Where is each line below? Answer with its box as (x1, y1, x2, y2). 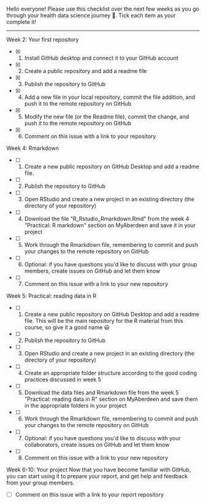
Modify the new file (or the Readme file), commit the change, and (24, 113, 189, 120)
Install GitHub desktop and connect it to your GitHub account (24, 55, 179, 61)
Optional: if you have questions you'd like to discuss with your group (24, 261, 197, 268)
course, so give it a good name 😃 (24, 324, 110, 331)
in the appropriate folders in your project (24, 402, 127, 409)
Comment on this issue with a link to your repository (24, 133, 156, 140)
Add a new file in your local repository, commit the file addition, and (24, 93, 196, 101)
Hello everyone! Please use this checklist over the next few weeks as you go (6, 6, 199, 12)
